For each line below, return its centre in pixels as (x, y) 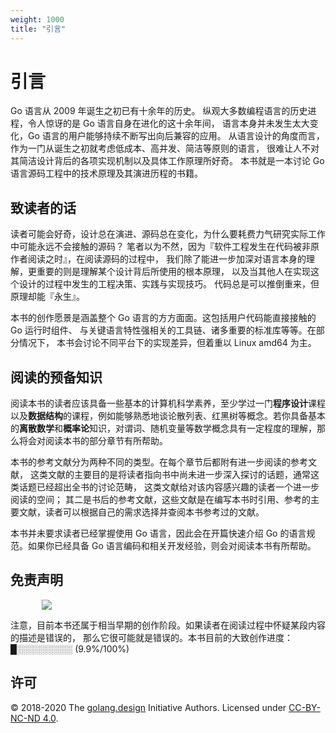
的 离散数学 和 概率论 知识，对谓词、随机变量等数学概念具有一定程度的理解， (163, 428)
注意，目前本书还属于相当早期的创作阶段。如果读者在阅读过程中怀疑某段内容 (168, 625)
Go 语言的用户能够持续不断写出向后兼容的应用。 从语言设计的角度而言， (176, 136)
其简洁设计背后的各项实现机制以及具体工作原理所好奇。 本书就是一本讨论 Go (167, 161)
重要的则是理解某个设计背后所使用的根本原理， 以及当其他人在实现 (173, 272)
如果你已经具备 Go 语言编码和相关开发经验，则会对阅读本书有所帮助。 (172, 546)
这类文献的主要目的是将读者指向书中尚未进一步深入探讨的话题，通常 (170, 475)
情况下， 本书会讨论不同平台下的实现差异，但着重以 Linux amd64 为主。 (167, 343)
